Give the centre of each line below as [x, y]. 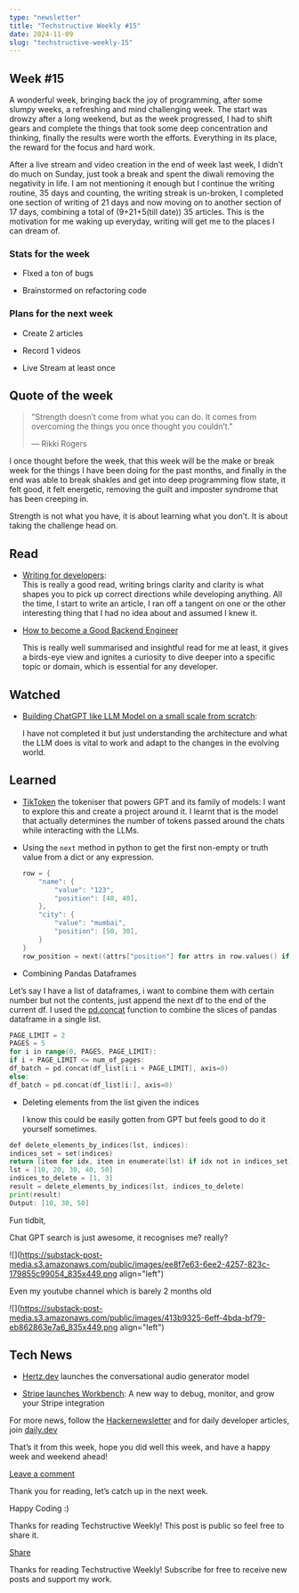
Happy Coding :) [39, 1508]
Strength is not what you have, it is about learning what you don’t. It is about [149, 516]
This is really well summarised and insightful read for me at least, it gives [155, 648]
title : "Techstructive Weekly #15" [75, 26]
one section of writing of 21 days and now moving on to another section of [145, 202]
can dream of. [35, 231]
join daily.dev [33, 1430]
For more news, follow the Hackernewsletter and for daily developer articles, [149, 1421]
